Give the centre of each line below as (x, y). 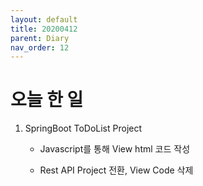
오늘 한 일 (47, 100)
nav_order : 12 (40, 47)
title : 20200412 (44, 29)
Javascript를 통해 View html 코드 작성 (115, 149)
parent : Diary (40, 38)
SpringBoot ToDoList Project (83, 128)
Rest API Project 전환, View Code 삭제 (116, 170)
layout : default (44, 19)
